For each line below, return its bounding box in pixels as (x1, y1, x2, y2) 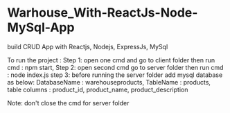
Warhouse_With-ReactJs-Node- (7, 5, 198, 21)
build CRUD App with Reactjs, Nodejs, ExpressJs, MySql (7, 42, 168, 51)
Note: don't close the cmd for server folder (7, 98, 130, 107)
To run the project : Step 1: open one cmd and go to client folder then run (7, 55, 215, 64)
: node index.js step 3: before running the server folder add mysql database (7, 71, 223, 79)
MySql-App (7, 19, 75, 35)
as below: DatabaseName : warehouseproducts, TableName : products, (7, 78, 211, 86)
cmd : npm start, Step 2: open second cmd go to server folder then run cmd (7, 63, 224, 71)
